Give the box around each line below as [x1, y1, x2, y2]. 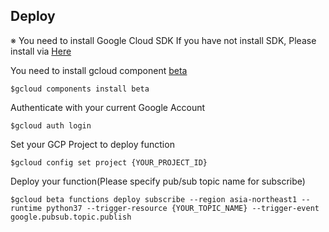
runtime [10, 203, 43, 213]
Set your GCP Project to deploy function [10, 138, 175, 150]
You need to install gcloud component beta [10, 64, 188, 76]
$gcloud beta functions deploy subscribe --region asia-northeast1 [10, 194, 298, 204]
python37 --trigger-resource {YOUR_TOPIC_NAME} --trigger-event [46, 203, 320, 213]
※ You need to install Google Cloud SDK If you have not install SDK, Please [10, 34, 317, 46]
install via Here [10, 45, 72, 57]
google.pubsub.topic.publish [10, 212, 132, 222]
